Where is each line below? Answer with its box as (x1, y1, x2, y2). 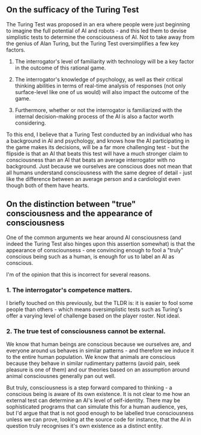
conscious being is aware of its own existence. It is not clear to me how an (6, 391, 190, 398)
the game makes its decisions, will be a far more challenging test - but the (6, 143, 189, 150)
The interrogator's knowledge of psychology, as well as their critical (14, 75, 183, 83)
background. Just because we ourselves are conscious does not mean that (6, 162, 193, 170)
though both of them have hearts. (6, 182, 89, 189)
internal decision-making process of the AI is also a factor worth (14, 113, 174, 120)
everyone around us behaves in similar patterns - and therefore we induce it (6, 347, 194, 354)
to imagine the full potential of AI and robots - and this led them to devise (6, 27, 187, 34)
